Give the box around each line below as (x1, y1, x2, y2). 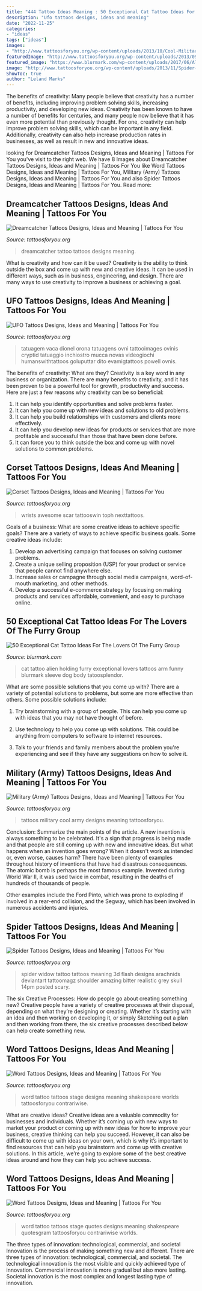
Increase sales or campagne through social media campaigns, (14, 573, 170, 580)
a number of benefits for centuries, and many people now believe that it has (6, 112, 194, 119)
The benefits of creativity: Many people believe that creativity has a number (6, 93, 194, 100)
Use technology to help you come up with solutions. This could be (14, 726, 179, 733)
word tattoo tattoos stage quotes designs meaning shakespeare (20, 1222, 179, 1229)
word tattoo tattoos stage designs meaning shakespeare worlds (20, 1093, 179, 1100)
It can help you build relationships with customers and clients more (14, 413, 181, 420)
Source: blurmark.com (6, 653, 62, 661)
